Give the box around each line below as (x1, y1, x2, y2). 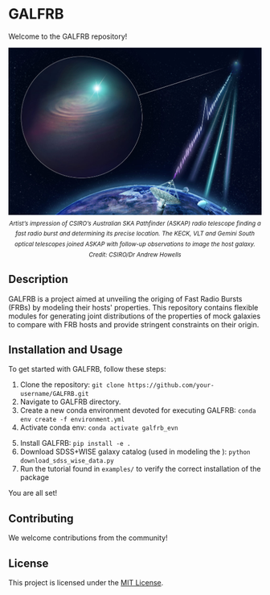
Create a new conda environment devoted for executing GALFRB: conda (19, 406, 256, 415)
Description (8, 273, 68, 286)
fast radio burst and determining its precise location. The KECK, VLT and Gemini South (14, 230, 256, 238)
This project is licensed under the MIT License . (8, 577, 164, 587)
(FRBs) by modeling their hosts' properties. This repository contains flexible (8, 302, 259, 312)
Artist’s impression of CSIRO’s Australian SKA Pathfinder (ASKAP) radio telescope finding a (9, 219, 261, 227)
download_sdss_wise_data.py (19, 457, 114, 465)
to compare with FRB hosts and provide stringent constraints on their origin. (8, 319, 260, 329)
